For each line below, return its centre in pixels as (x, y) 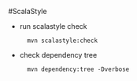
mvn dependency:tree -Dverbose (78, 69)
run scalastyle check (53, 26)
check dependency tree (58, 55)
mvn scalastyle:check (63, 40)
